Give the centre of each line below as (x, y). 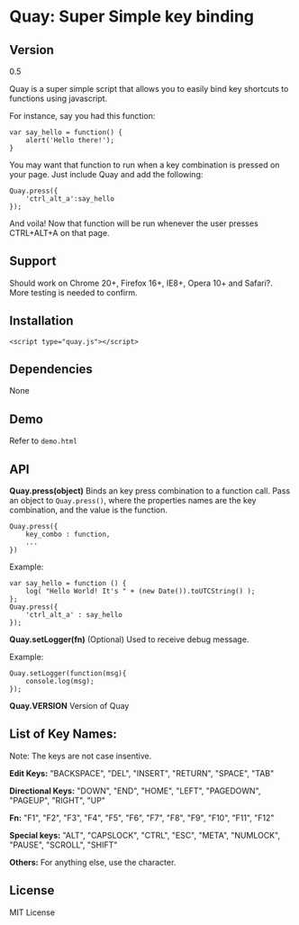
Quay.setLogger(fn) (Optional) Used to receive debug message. (129, 639)
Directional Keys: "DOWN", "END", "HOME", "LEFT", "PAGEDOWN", (135, 791)
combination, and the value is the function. (89, 510)
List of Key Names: (63, 735)
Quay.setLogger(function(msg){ (68, 674)
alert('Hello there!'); (70, 141)
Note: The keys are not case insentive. (81, 756)
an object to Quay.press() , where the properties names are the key (133, 501)
